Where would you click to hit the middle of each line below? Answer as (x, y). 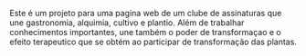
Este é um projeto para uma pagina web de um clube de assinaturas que (146, 13)
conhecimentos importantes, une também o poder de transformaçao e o (145, 32)
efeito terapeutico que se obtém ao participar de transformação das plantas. (153, 42)
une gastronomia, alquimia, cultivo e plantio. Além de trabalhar (127, 23)
